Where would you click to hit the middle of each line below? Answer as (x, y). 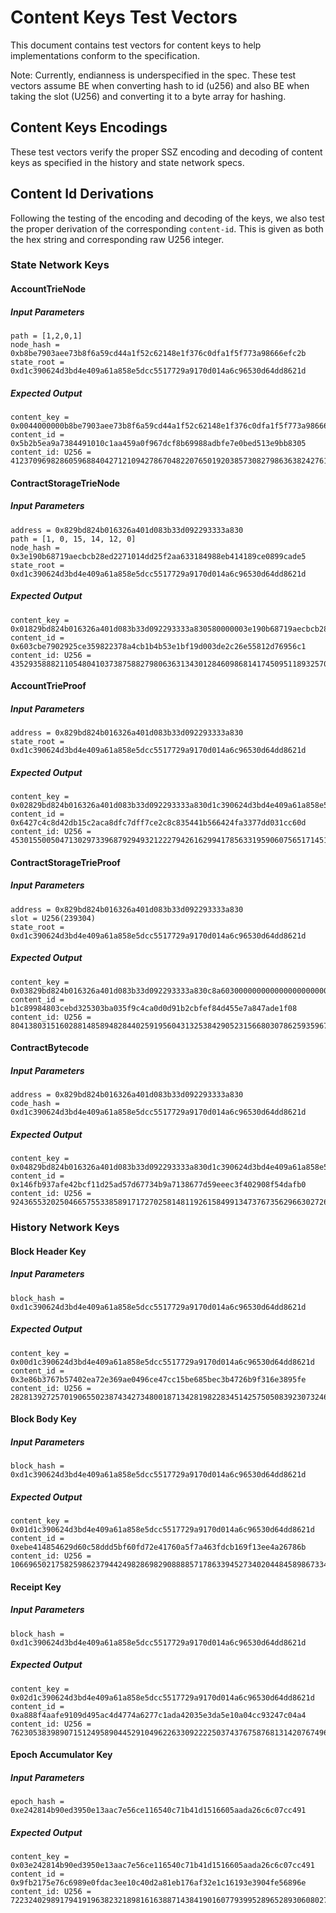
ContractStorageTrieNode (65, 483)
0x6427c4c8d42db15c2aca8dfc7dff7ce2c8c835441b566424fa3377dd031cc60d (158, 823)
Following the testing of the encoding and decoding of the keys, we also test (167, 218)
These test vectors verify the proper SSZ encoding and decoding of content (166, 152)
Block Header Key (48, 1251)
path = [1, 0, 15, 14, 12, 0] (73, 539)
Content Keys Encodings (89, 127)
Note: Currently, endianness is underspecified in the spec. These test (153, 75)
